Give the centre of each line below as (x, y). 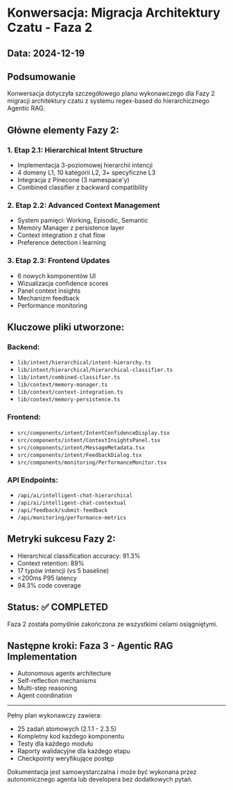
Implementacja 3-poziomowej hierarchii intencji (85, 166)
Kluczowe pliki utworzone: (66, 327)
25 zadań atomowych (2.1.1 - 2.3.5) (67, 729)
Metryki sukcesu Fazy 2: (61, 539)
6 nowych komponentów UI (56, 275)
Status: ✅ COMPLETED (58, 607)
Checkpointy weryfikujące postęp (66, 759)
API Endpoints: (33, 480)
